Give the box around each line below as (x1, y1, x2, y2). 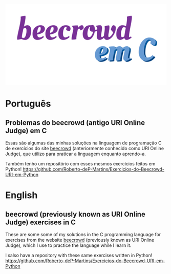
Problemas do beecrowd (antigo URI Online (5, 118, 145, 127)
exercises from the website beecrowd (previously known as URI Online (5, 237, 155, 243)
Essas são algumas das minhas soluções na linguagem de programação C (5, 140, 162, 146)
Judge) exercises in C (5, 218, 76, 226)
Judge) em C (5, 126, 47, 135)
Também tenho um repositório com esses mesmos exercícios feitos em (5, 161, 156, 166)
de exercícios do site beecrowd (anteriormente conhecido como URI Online (5, 145, 164, 151)
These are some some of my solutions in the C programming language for (5, 231, 161, 237)
